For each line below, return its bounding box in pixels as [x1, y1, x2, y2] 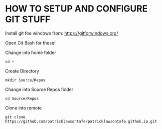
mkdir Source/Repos [5, 77, 46, 82]
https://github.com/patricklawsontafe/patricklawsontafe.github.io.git [5, 118, 157, 124]
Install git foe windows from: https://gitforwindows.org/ [5, 30, 118, 36]
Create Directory [5, 68, 39, 74]
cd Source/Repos [5, 96, 39, 101]
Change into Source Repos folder [5, 86, 74, 92]
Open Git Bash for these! [5, 39, 56, 45]
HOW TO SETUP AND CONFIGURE [5, 3, 148, 14]
